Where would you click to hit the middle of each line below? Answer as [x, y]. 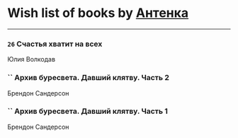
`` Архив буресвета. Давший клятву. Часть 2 [89, 78]
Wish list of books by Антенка [98, 13]
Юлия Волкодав [31, 59]
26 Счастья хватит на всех [55, 44]
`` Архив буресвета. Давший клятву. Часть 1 [88, 111]
